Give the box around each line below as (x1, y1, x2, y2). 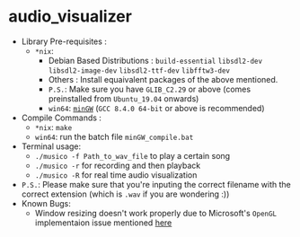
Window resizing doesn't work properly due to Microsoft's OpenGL (34, 207, 278, 218)
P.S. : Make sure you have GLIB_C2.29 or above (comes (48, 83, 251, 94)
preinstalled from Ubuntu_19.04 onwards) (48, 92, 199, 104)
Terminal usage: (21, 141, 82, 152)
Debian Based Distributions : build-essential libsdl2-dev (48, 55, 262, 66)
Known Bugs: (21, 197, 71, 208)
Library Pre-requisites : (21, 36, 107, 47)
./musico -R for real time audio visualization (34, 169, 198, 180)
